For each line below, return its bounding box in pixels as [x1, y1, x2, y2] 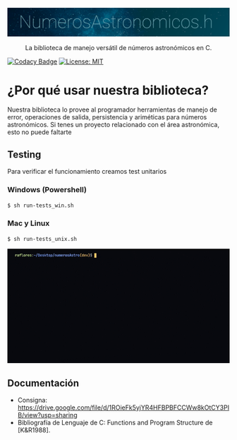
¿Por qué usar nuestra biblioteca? [7, 82, 209, 98]
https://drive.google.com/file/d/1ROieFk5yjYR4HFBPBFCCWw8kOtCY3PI [17, 403, 230, 412]
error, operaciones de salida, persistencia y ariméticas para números [7, 113, 207, 121]
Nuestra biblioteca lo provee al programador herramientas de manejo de [7, 105, 217, 114]
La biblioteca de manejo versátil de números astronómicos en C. [25, 44, 212, 52]
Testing [7, 148, 42, 160]
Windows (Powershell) [7, 185, 87, 195]
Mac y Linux [7, 218, 50, 228]
